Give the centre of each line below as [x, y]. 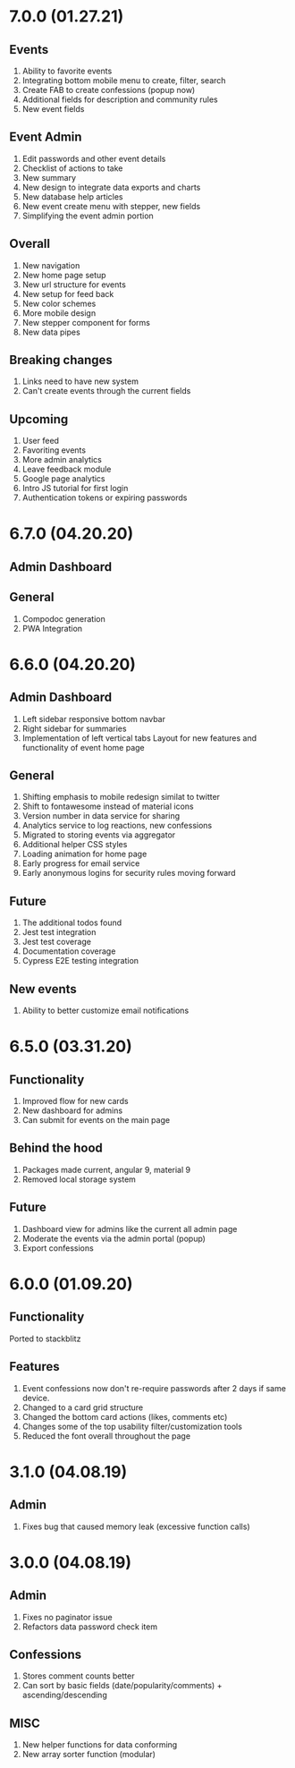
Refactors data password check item [90, 1627]
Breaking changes [61, 360]
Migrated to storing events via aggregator [99, 835]
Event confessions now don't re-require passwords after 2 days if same [154, 1388]
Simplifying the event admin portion [88, 216]
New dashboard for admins [72, 1110]
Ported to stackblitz [45, 1339]
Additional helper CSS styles [75, 845]
